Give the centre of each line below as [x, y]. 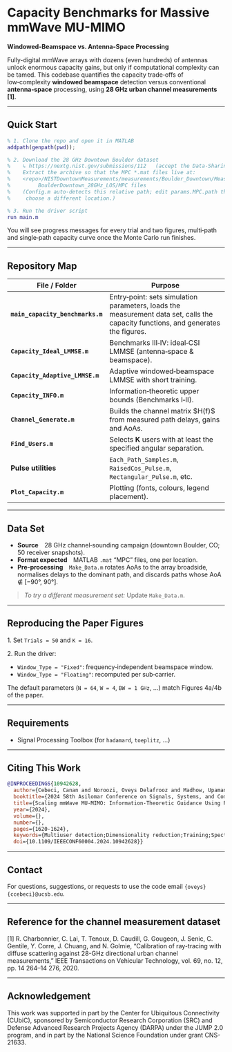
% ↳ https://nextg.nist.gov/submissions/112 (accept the [98, 166]
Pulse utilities [33, 468]
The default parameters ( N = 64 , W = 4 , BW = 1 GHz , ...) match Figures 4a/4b [115, 687]
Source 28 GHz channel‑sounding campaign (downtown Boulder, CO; [118, 545]
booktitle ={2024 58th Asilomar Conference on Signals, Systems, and [114, 797]
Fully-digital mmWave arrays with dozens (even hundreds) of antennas [108, 59]
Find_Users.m [32, 444]
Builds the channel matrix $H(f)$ [162, 411]
